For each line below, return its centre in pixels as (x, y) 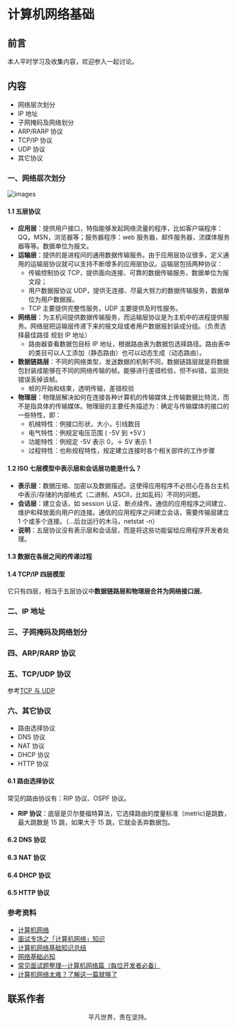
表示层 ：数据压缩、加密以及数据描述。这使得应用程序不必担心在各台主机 (123, 485)
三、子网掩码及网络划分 (47, 632)
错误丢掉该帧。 (39, 380)
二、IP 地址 (26, 611)
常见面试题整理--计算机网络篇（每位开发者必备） (89, 965)
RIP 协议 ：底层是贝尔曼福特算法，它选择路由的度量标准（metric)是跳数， (124, 813)
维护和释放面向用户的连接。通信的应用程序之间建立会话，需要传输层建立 (123, 512)
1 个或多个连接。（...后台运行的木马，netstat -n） (88, 521)
